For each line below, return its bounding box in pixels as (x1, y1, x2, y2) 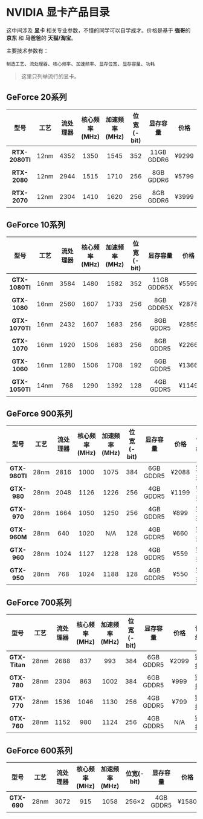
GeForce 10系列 (6, 220, 65, 230)
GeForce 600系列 (6, 745, 72, 756)
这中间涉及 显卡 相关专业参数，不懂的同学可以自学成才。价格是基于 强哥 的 (6, 27, 191, 34)
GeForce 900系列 (6, 409, 72, 419)
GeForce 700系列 (6, 597, 72, 607)
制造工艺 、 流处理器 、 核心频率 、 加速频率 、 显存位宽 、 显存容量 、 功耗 (6, 60, 155, 67)
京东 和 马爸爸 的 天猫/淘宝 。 (6, 34, 77, 41)
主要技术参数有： (6, 47, 49, 54)
